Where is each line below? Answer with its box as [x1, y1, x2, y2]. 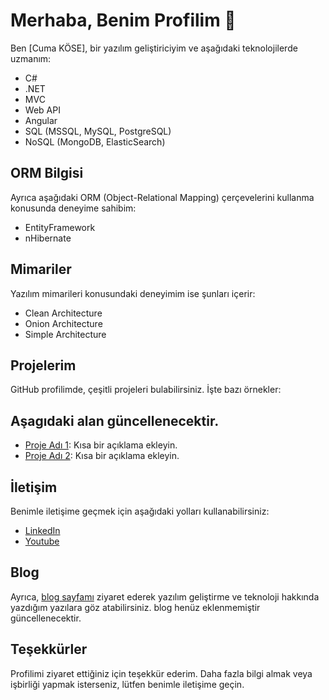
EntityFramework [24, 221, 96, 233]
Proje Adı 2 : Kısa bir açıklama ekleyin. [24, 450, 180, 462]
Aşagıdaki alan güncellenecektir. [10, 412, 220, 429]
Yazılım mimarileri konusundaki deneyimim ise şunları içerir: [10, 287, 256, 299]
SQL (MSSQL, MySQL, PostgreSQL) [24, 125, 172, 137]
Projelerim [10, 357, 77, 374]
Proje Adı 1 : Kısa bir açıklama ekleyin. [24, 439, 178, 451]
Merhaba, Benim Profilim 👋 [10, 9, 237, 32]
